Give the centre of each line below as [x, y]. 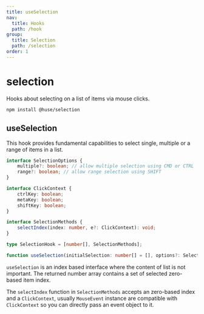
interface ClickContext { [39, 189]
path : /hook [27, 29]
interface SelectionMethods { [45, 222]
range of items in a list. [35, 149]
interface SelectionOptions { [45, 161]
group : [15, 35]
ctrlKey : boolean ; [40, 194]
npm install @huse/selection [43, 110]
